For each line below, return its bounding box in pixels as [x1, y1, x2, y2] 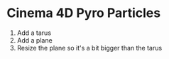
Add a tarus [16, 28, 51, 37]
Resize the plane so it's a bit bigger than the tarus [16, 43, 163, 52]
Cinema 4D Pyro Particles [6, 5, 161, 21]
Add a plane [16, 36, 53, 44]
